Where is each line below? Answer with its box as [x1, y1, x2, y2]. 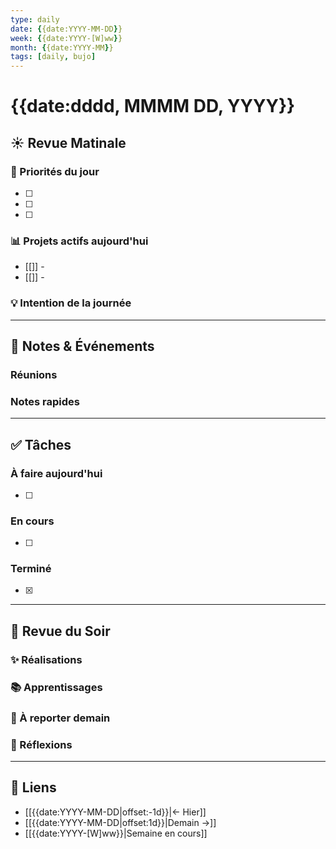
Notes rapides [10, 394, 81, 408]
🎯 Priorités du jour [10, 164, 100, 178]
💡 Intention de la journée [10, 296, 132, 310]
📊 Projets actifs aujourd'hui [10, 234, 149, 248]
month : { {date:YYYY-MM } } [10, 42, 114, 53]
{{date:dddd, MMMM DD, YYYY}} [10, 95, 296, 118]
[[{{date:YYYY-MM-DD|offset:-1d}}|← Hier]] [24, 806, 207, 818]
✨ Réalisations [10, 652, 83, 666]
